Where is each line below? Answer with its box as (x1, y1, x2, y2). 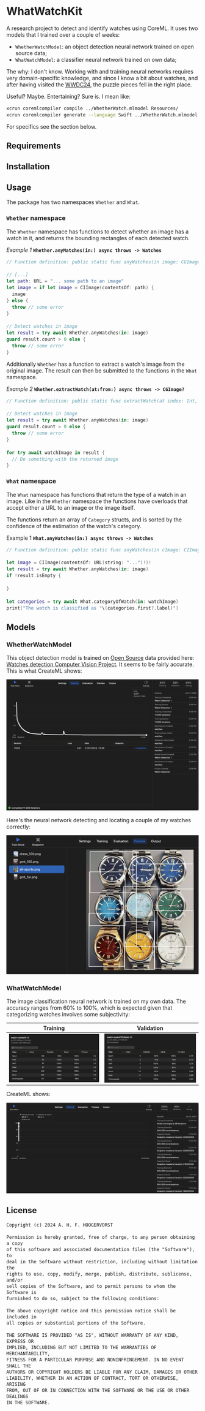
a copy (6, 1241, 23, 1247)
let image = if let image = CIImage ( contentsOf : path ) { (6, 285, 154, 291)
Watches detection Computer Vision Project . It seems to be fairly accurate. (6, 660, 194, 668)
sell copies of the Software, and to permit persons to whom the (6, 1284, 176, 1290)
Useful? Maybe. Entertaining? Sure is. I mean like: (6, 93, 131, 100)
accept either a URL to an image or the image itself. (6, 504, 135, 511)
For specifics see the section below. (6, 123, 97, 130)
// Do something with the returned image (12, 456, 119, 462)
